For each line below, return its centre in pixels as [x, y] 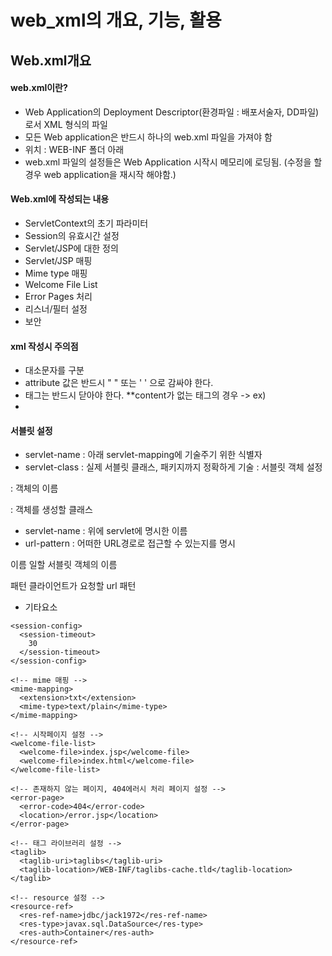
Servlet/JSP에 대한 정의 [71, 248]
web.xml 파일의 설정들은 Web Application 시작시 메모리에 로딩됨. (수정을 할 [173, 162]
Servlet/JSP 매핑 [58, 260]
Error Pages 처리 [58, 296]
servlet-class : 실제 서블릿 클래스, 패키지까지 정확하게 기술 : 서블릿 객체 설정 [173, 467]
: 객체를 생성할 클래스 [51, 510]
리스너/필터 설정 [56, 308]
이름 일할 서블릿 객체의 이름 [64, 565]
